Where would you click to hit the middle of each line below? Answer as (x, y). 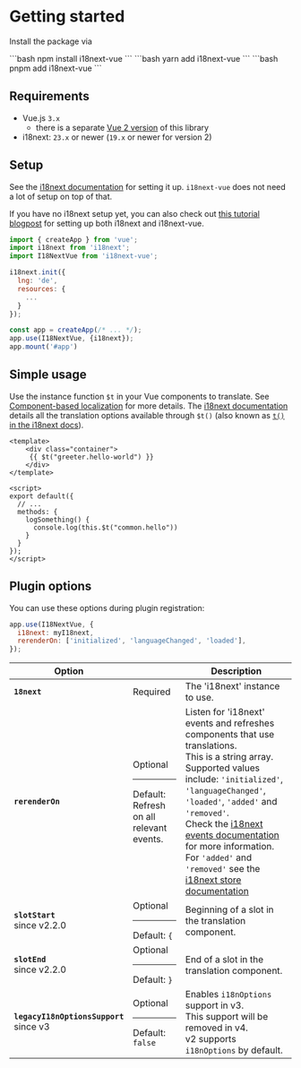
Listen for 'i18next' (225, 712)
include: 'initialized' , (234, 779)
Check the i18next (224, 824)
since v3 (32, 1027)
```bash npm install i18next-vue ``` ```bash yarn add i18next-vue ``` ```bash (144, 58)
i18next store (213, 880)
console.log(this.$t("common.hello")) (105, 527)
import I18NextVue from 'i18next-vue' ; (84, 256)
